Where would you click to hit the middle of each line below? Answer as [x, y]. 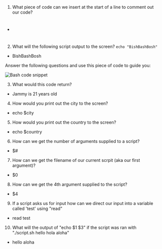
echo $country [27, 132]
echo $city [23, 113]
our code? [22, 12]
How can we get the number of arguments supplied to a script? [76, 141]
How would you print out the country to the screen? [64, 122]
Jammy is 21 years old [35, 94]
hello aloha [23, 242]
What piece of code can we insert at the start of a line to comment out [83, 7]
